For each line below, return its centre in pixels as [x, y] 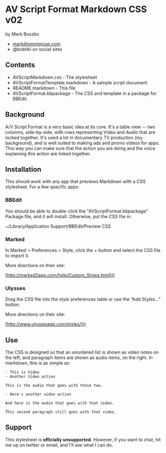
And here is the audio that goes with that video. [60, 403]
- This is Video [22, 372]
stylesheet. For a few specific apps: [42, 187]
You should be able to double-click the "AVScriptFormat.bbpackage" [77, 211]
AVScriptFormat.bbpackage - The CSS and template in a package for [85, 93]
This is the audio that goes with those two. [54, 386]
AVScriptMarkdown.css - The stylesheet [55, 77]
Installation [23, 169]
